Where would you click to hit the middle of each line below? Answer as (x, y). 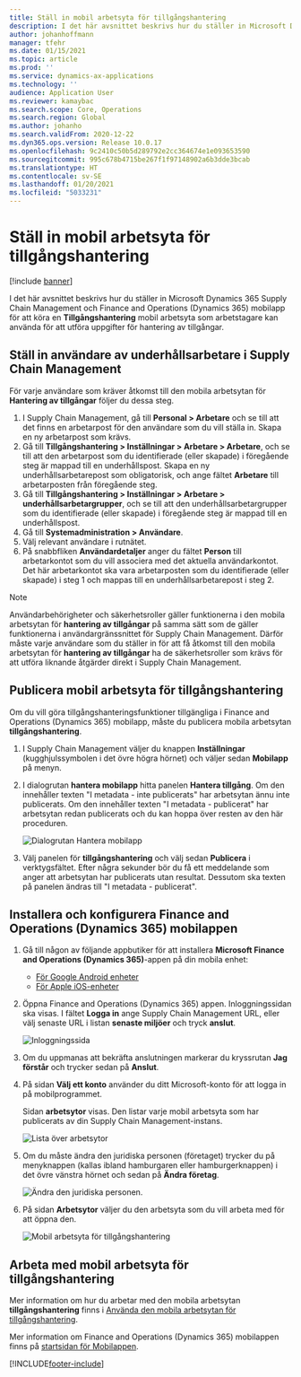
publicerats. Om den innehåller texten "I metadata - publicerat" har (145, 804)
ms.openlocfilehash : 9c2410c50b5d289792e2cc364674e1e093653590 (130, 151)
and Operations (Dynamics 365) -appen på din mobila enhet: (135, 960)
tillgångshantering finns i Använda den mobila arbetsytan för (123, 1310)
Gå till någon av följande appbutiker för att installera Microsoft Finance (153, 950)
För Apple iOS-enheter (77, 987)
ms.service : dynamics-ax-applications (82, 76)
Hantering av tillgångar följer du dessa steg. (92, 400)
